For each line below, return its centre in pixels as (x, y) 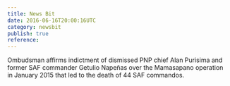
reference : (23, 40)
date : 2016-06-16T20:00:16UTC (52, 20)
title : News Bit (31, 14)
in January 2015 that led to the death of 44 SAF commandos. (96, 75)
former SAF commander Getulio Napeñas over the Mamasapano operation (115, 68)
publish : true (28, 33)
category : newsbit (34, 27)
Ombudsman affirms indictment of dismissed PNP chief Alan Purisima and (115, 60)
